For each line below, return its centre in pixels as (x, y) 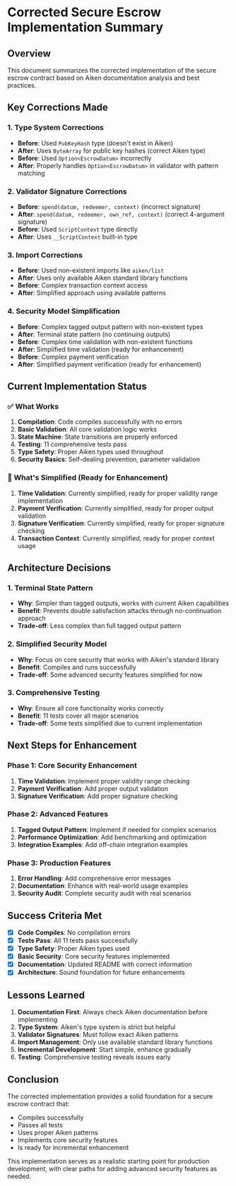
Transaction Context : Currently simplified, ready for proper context (116, 538)
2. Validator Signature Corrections (67, 191)
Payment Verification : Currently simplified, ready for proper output (116, 508)
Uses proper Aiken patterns (58, 1132)
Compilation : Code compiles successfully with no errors (100, 422)
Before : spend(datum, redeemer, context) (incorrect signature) (109, 206)
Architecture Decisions (59, 568)
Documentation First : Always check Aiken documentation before (113, 1012)
